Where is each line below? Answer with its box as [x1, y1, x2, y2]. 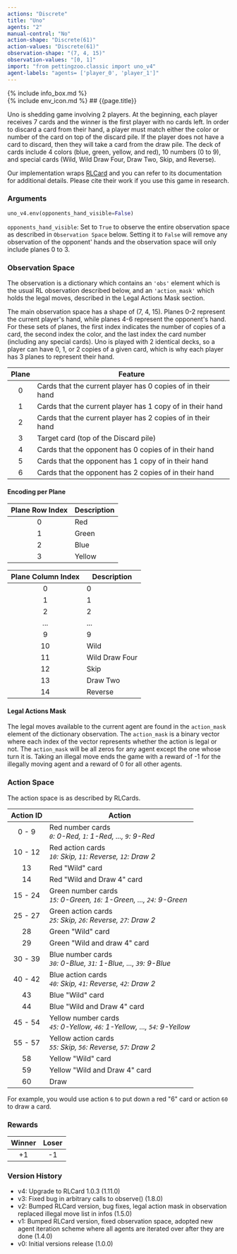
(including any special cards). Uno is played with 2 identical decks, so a [7, 337, 215, 346]
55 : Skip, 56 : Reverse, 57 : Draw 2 [49, 1042, 156, 1052]
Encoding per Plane [7, 487, 66, 496]
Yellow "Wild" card [49, 1053, 111, 1063]
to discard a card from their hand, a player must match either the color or [7, 125, 219, 133]
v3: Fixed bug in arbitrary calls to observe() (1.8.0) [17, 1195, 164, 1203]
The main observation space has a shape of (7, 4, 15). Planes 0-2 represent [7, 307, 226, 316]
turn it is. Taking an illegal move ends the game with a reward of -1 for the [7, 753, 221, 761]
